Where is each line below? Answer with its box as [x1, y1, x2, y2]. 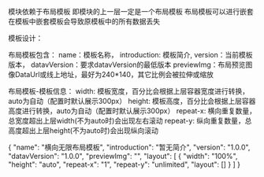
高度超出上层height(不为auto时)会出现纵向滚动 [8, 126, 159, 135]
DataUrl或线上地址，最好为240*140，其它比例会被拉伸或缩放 [14, 70, 214, 79]
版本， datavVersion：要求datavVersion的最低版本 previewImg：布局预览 [8, 60, 246, 69]
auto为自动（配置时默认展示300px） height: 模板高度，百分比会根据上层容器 [8, 97, 256, 105]
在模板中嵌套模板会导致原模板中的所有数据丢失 [8, 17, 160, 26]
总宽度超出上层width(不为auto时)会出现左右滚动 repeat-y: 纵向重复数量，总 [8, 116, 252, 125]
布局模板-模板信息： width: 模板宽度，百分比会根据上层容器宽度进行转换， [8, 87, 250, 96]
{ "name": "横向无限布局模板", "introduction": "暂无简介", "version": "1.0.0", [8, 142, 251, 152]
